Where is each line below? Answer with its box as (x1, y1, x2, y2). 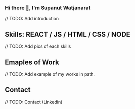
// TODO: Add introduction (5, 16, 59, 22)
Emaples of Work (5, 58, 60, 66)
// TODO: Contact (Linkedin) (5, 99, 63, 105)
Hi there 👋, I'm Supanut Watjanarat (5, 4, 91, 11)
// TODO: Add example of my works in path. (5, 71, 95, 77)
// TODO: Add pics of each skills (5, 43, 71, 49)
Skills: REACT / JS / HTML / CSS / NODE (5, 30, 131, 39)
